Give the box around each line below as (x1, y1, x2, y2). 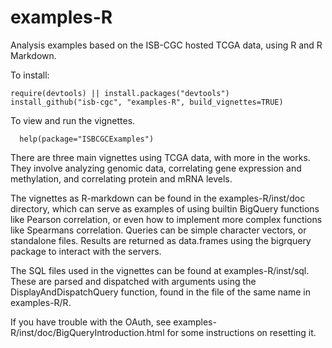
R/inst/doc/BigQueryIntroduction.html (10, 326, 165, 338)
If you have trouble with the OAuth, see (10, 316, 172, 328)
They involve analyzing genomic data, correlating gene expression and (10, 162, 302, 174)
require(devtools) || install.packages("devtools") (10, 88, 230, 98)
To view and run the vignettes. (10, 114, 136, 126)
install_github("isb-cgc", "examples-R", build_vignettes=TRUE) (10, 97, 284, 107)
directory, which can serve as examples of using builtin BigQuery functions (10, 202, 320, 215)
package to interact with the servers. (10, 245, 162, 257)
